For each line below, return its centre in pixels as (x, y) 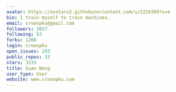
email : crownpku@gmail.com (40, 23)
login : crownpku (27, 46)
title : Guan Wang (28, 68)
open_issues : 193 (28, 51)
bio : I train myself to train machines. (58, 18)
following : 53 (24, 34)
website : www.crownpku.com (40, 79)
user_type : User (27, 74)
